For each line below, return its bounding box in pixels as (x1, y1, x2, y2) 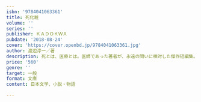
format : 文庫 (6, 76, 37, 82)
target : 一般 (6, 70, 37, 76)
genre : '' (6, 64, 31, 71)
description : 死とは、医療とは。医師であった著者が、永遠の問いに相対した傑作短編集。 (6, 53, 198, 59)
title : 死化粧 (6, 14, 39, 20)
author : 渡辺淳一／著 (6, 48, 55, 54)
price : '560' (6, 59, 39, 65)
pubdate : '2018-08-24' (6, 37, 63, 43)
